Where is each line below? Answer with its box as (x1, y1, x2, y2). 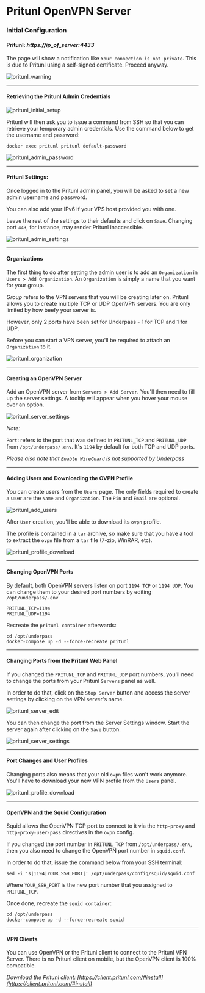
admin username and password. (6, 193, 87, 201)
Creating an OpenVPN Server (6, 374, 82, 382)
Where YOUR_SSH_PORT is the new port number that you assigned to (6, 881, 173, 889)
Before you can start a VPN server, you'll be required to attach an (6, 336, 171, 344)
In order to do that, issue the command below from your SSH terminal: (6, 859, 182, 866)
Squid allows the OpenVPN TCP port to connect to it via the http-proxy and (6, 822, 195, 829)
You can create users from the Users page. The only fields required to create (6, 488, 199, 496)
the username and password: (6, 131, 81, 139)
